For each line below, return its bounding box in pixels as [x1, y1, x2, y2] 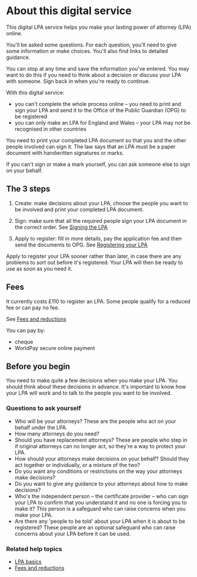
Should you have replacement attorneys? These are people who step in [14, 436, 188, 443]
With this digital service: [6, 89, 65, 96]
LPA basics [14, 558, 42, 565]
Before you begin [6, 361, 71, 371]
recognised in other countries [14, 125, 86, 132]
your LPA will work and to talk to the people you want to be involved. [6, 389, 172, 396]
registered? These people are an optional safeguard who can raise [14, 523, 176, 531]
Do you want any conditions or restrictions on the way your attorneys [14, 468, 182, 475]
